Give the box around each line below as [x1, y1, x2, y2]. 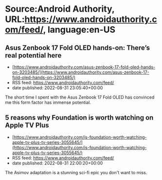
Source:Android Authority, [5, 3, 115, 15]
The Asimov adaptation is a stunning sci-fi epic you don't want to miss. [5, 169, 147, 175]
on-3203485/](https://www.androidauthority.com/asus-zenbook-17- [12, 69, 149, 75]
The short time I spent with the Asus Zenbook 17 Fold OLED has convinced [5, 94, 155, 100]
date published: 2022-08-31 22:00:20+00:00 [12, 160, 103, 166]
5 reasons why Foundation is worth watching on [5, 114, 154, 122]
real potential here [5, 51, 62, 60]
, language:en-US [43, 24, 116, 35]
